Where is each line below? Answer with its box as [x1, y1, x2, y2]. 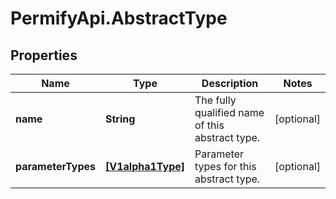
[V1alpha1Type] [104, 160, 186, 173]
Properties [10, 47, 78, 64]
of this [194, 118, 225, 132]
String [104, 112, 136, 126]
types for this [194, 160, 257, 173]
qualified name [194, 106, 265, 119]
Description [201, 77, 259, 90]
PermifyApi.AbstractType [10, 7, 228, 30]
